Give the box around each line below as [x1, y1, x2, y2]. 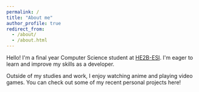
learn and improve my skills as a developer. [6, 60, 114, 68]
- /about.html [12, 37, 47, 43]
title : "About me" [6, 15, 53, 21]
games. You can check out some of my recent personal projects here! [6, 79, 181, 86]
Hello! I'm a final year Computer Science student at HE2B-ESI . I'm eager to [6, 54, 194, 61]
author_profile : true [6, 20, 61, 26]
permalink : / [6, 9, 40, 15]
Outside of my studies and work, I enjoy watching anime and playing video [6, 73, 193, 79]
